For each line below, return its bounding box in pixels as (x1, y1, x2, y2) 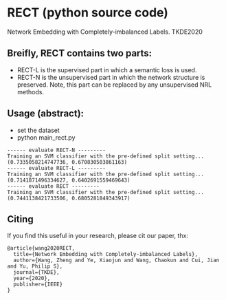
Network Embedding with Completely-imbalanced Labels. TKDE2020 (7, 28, 203, 36)
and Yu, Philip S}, (7, 263, 63, 270)
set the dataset (16, 126, 60, 134)
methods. (16, 87, 45, 96)
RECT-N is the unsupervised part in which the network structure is (16, 73, 205, 81)
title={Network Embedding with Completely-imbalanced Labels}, (13, 251, 198, 258)
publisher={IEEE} (13, 281, 63, 288)
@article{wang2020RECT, (7, 245, 76, 252)
